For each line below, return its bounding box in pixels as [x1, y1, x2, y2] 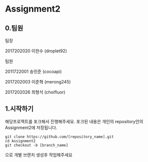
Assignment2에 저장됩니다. [5, 125, 57, 130]
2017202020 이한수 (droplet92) [5, 48, 67, 54]
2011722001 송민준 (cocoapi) [5, 69, 62, 74]
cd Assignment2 [5, 138, 36, 144]
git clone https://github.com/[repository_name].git [5, 134, 114, 139]
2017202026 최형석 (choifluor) [5, 89, 66, 95]
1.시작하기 [5, 105, 34, 113]
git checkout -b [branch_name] [5, 143, 68, 147]
